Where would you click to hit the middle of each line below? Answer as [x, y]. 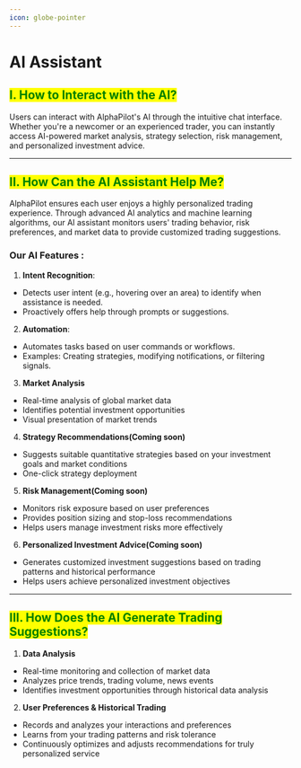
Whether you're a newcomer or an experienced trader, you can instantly [142, 126]
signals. [37, 366]
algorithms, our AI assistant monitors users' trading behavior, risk [129, 223]
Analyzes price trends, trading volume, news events [118, 680]
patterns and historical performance [89, 571]
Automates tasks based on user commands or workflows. [129, 346]
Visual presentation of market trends [90, 419]
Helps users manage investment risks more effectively [123, 527]
